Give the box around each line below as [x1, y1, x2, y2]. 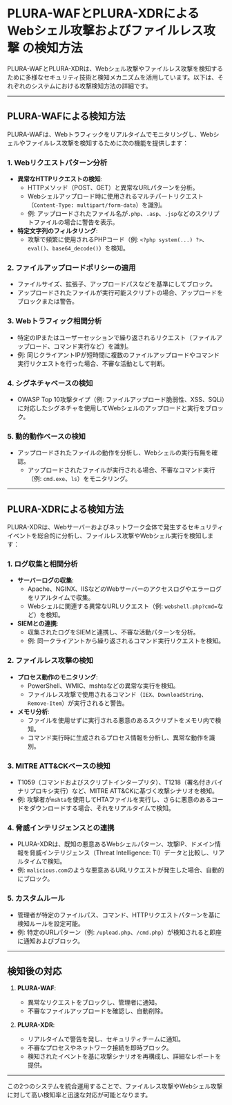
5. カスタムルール [7, 893, 66, 903]
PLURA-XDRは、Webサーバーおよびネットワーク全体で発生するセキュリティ [7, 523, 224, 531]
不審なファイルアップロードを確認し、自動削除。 [27, 1007, 167, 1015]
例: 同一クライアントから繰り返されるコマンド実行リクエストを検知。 [27, 637, 225, 645]
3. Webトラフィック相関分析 [7, 316, 102, 326]
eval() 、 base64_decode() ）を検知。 [27, 244, 129, 253]
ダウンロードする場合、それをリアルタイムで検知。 [29, 803, 175, 812]
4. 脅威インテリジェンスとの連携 [7, 823, 115, 832]
